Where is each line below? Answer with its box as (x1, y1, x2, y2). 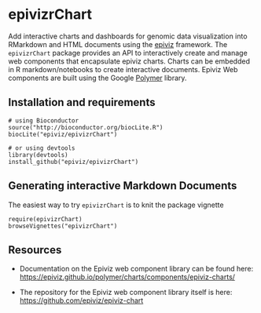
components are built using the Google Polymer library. (8, 73, 187, 82)
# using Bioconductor (8, 116, 79, 125)
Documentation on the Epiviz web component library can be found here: (19, 264, 254, 274)
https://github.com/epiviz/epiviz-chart (19, 296, 144, 305)
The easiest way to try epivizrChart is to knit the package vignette (8, 200, 224, 209)
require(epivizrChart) (8, 215, 83, 223)
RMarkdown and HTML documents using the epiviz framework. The (8, 39, 228, 49)
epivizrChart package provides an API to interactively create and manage (8, 48, 248, 57)
